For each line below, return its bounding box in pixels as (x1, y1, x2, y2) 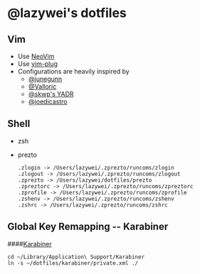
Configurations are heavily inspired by (17, 67, 130, 75)
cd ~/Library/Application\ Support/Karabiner (7, 253, 144, 261)
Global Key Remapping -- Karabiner (7, 221, 169, 233)
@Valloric (28, 82, 57, 90)
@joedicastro (28, 97, 68, 106)
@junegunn (28, 75, 63, 83)
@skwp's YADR (28, 90, 74, 98)
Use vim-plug (17, 60, 58, 68)
